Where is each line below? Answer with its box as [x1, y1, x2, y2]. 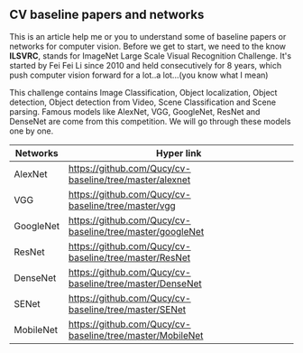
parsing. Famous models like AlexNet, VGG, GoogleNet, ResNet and [9, 106, 261, 116]
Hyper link [156, 146, 202, 159]
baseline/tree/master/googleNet [68, 225, 205, 237]
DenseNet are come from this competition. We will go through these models [9, 116, 291, 126]
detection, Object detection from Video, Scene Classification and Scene [9, 97, 277, 107]
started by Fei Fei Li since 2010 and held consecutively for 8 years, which [9, 60, 282, 70]
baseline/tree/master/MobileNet [68, 329, 204, 341]
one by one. [9, 125, 54, 136]
